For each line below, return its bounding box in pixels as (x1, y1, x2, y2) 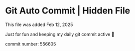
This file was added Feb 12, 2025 (5, 21, 73, 27)
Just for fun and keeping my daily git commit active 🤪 (5, 31, 115, 37)
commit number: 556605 (5, 40, 56, 47)
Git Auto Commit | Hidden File (5, 5, 131, 16)
